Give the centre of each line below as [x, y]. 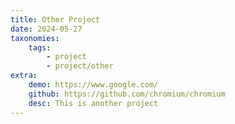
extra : [24, 76]
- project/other [80, 66]
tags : [40, 47]
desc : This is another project [93, 103]
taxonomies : [35, 38]
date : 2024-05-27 [46, 29]
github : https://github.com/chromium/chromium [127, 94]
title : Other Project [55, 19]
